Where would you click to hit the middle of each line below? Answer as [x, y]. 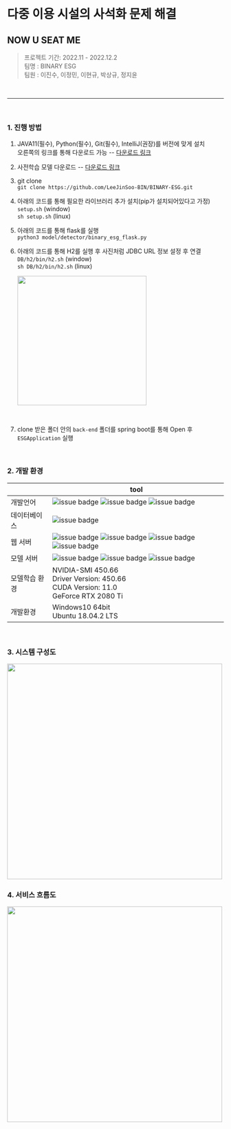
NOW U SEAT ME [44, 40]
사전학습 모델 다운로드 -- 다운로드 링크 [68, 167]
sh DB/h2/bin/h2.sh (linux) [55, 266]
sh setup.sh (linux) [44, 216]
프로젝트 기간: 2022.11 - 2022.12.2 [71, 57]
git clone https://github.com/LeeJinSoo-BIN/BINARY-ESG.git [105, 188]
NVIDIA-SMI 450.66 [85, 570]
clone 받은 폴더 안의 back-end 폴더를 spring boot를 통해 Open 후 [105, 429]
